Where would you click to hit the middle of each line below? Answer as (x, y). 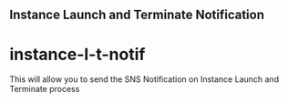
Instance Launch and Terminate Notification (137, 15)
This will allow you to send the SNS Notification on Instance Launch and (144, 79)
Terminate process (45, 89)
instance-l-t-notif (77, 54)
